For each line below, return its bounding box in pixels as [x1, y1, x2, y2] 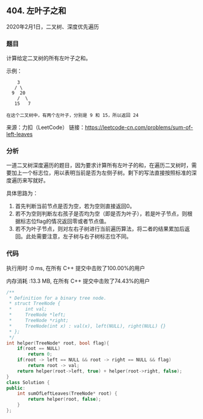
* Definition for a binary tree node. [8, 295, 107, 301]
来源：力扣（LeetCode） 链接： [6, 124, 86, 131]
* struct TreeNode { [8, 300, 61, 307]
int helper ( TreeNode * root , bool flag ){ [6, 340, 110, 346]
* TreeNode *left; [8, 312, 66, 318]
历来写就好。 [16, 177, 49, 184]
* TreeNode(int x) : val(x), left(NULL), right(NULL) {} [8, 323, 166, 329]
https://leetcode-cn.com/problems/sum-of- [85, 124, 193, 131]
